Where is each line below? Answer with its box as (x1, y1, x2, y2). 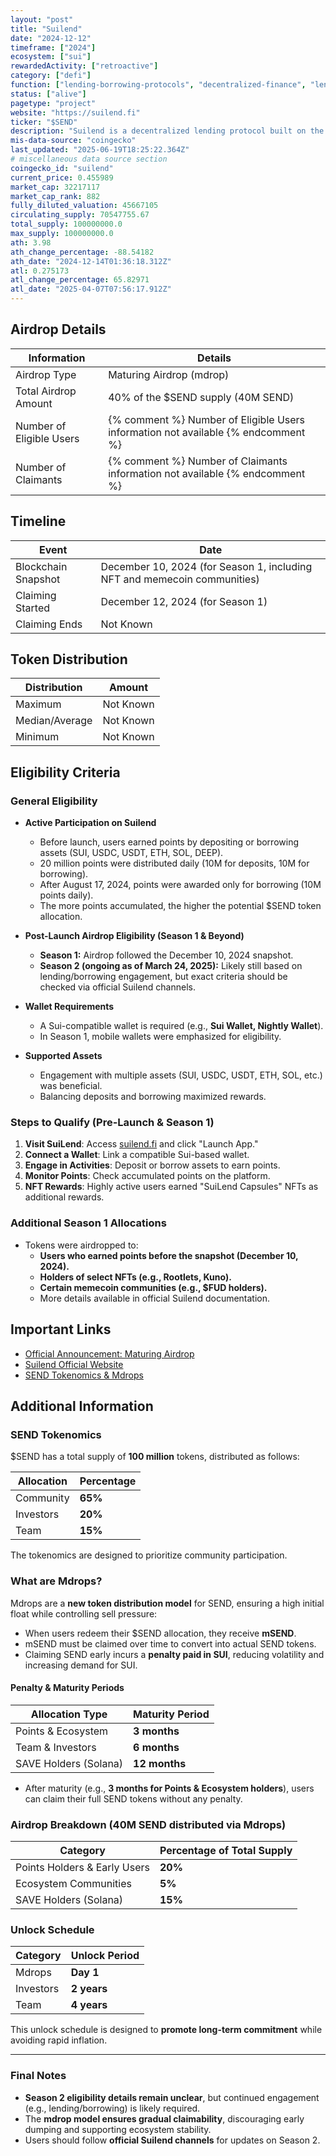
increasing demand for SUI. (24, 1659, 138, 1671)
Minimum (15, 730, 60, 744)
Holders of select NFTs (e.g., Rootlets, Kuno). (39, 1271, 232, 1283)
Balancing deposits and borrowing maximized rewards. (39, 1091, 267, 1103)
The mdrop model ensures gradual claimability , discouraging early (24, 2112, 305, 2125)
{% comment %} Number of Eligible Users (108, 412, 306, 426)
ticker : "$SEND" (10, 117, 78, 127)
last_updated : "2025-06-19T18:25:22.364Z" (10, 145, 190, 155)
